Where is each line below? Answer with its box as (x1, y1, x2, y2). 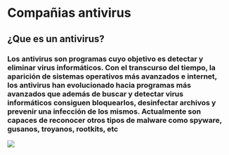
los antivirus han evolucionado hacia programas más (7, 80, 192, 90)
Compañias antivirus (7, 5, 131, 21)
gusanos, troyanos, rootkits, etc (7, 124, 119, 134)
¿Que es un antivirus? (7, 33, 105, 45)
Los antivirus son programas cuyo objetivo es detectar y (7, 54, 204, 64)
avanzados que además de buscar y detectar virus (7, 89, 184, 99)
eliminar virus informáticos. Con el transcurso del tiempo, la (7, 62, 216, 72)
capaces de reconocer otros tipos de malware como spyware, (7, 115, 223, 125)
